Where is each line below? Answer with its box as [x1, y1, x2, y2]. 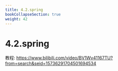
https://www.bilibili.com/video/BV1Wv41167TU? [16, 55, 113, 61]
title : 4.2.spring [5, 7, 43, 12]
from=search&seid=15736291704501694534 [5, 61, 97, 67]
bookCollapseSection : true [5, 12, 61, 17]
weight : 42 [5, 16, 28, 21]
